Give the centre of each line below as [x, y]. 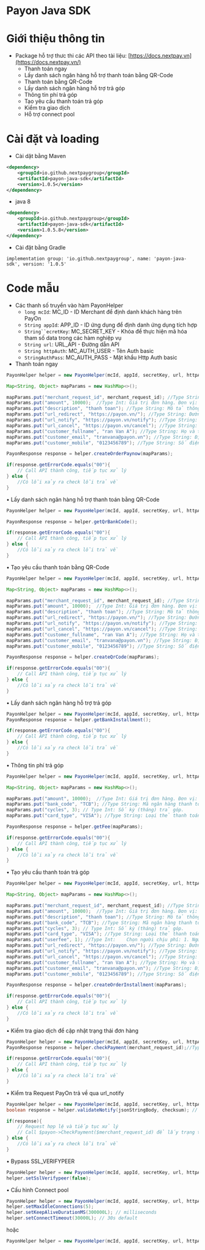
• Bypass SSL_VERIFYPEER [41, 1161]
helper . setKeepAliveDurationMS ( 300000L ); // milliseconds [81, 1213]
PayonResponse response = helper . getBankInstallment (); [79, 720]
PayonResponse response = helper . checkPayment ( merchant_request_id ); [97, 1047]
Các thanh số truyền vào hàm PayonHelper [69, 305]
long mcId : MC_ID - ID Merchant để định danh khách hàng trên [103, 312]
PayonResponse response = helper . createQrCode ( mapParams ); [83, 657]
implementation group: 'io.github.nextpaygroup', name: [79, 259]
